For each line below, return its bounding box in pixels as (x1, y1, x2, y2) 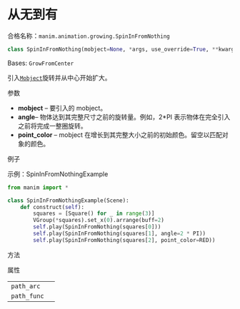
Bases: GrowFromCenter (7, 59, 74, 67)
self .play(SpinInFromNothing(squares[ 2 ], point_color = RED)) (33, 236, 216, 243)
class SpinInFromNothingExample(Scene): (7, 197, 130, 204)
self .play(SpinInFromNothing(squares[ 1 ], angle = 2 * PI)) (33, 230, 206, 238)
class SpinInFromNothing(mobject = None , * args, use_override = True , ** (7, 46, 219, 53)
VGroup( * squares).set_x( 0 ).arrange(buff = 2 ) (33, 217, 164, 224)
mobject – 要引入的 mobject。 (17, 103, 107, 112)
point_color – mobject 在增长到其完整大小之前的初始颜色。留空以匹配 (17, 130, 223, 139)
